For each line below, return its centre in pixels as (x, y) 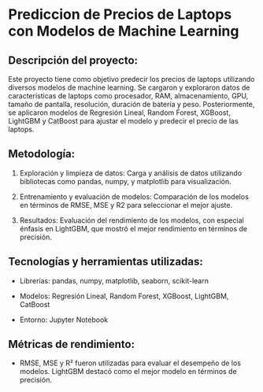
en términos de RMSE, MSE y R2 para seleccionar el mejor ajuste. (126, 205)
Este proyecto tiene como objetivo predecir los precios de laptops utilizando (131, 79)
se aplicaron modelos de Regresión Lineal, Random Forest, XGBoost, (119, 113)
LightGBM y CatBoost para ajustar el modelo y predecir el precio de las (123, 121)
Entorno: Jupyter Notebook (64, 320)
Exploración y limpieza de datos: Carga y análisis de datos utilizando (131, 173)
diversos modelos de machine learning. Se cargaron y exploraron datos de (129, 87)
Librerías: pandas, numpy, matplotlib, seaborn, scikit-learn (114, 280)
